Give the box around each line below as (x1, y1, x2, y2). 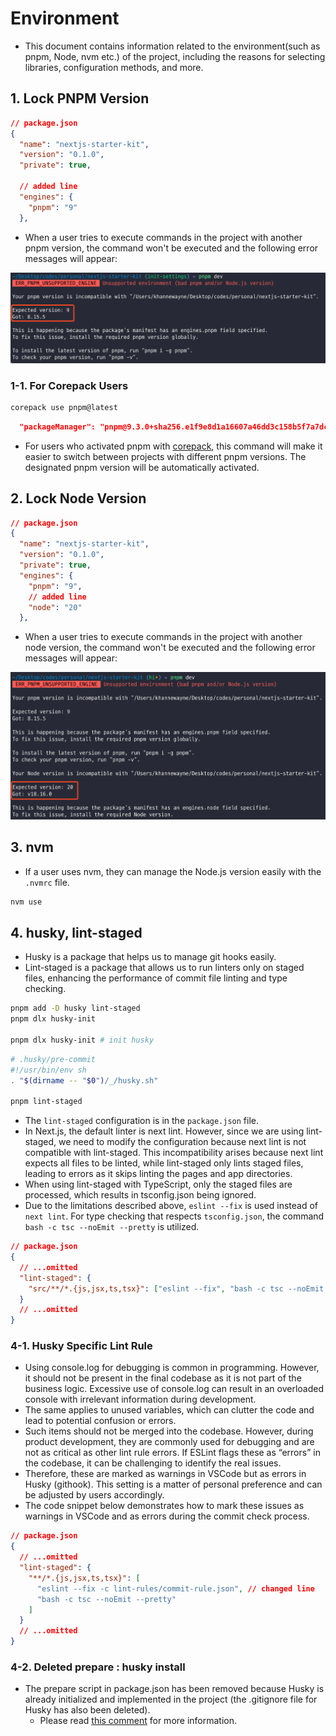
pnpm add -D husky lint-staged (10, 1003, 141, 1014)
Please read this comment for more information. (39, 1715, 238, 1727)
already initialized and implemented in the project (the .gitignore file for (24, 1693, 318, 1706)
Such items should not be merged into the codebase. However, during (24, 1425, 314, 1437)
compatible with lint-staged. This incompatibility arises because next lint (24, 1147, 324, 1159)
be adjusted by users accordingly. (24, 1489, 165, 1501)
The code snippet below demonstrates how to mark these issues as (24, 1500, 305, 1512)
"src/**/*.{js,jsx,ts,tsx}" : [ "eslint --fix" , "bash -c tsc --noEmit (28, 1283, 325, 1294)
